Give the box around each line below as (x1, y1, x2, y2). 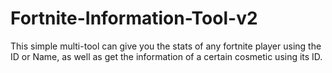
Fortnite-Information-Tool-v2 (10, 7, 258, 30)
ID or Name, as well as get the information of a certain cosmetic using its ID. (10, 50, 323, 62)
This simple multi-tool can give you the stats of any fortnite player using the (10, 40, 322, 52)
